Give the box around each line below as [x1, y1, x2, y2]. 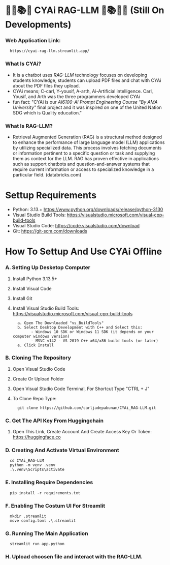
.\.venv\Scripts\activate [10, 467, 65, 472]
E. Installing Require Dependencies [5, 479, 93, 486]
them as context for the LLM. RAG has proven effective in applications [12, 156, 159, 162]
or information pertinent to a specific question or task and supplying [12, 150, 155, 156]
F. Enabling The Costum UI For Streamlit [5, 502, 106, 509]
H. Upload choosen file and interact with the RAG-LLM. [5, 553, 143, 560]
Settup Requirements [5, 190, 97, 201]
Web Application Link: [5, 37, 61, 44]
